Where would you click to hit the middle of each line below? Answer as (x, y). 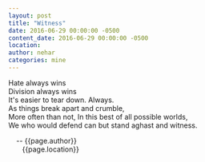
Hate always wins (37, 83)
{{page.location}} (51, 149)
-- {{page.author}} (46, 140)
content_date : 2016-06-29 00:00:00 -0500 (78, 38)
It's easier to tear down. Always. (61, 100)
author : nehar (32, 53)
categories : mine (37, 61)
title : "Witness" (37, 23)
